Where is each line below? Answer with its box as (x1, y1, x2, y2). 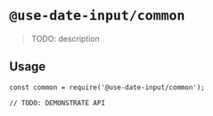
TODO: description (30, 33, 101, 44)
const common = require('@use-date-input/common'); (9, 83, 205, 92)
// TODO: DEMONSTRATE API (9, 98, 105, 107)
